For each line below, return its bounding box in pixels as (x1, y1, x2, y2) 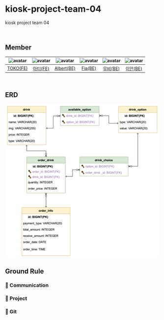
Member (5, 43, 32, 52)
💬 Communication (5, 282, 49, 289)
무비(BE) (103, 65, 120, 72)
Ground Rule (5, 267, 44, 275)
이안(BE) (125, 65, 142, 72)
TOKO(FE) (7, 65, 28, 71)
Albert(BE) (54, 65, 76, 71)
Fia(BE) (81, 65, 97, 71)
